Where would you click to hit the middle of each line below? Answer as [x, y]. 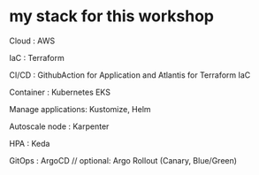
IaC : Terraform [37, 57]
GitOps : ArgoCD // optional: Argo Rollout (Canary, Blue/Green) [123, 160]
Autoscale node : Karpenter [59, 126]
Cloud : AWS [32, 41]
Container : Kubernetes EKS [60, 92]
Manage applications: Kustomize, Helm [80, 109]
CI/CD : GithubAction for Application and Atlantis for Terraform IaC [130, 75]
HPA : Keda [30, 143]
